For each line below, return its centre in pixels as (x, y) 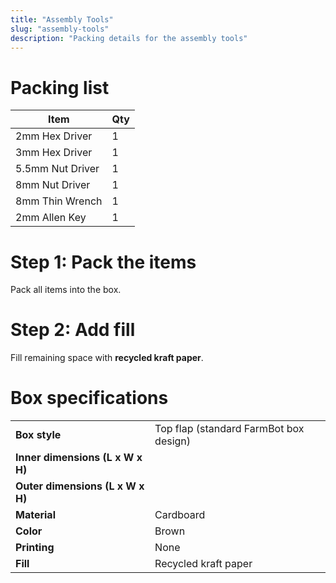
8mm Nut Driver (53, 185)
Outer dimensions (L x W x (80, 486)
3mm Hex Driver (54, 153)
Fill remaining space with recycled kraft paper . (107, 358)
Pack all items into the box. (66, 290)
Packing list (60, 87)
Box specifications (89, 398)
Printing (35, 548)
